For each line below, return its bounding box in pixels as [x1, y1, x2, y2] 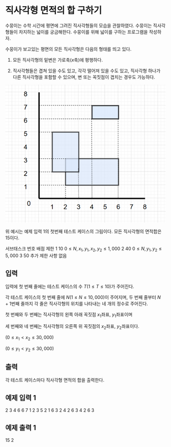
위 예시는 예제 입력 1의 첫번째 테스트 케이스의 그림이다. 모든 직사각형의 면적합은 [5, 228, 162, 234]
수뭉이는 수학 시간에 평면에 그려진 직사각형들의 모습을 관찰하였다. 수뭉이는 [5, 22, 152, 29]
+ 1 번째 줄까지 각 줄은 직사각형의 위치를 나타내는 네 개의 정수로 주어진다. [5, 301, 149, 307]
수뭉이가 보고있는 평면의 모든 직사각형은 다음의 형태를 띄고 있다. [5, 46, 132, 52]
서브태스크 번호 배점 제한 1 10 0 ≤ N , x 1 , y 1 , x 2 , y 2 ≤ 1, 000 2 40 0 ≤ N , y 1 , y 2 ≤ [5, 245, 162, 253]
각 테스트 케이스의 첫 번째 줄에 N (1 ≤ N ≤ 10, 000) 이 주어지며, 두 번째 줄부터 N [5, 294, 161, 300]
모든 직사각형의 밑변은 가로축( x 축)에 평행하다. [12, 57, 103, 63]
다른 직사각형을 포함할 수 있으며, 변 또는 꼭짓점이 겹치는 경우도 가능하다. [12, 74, 155, 80]
